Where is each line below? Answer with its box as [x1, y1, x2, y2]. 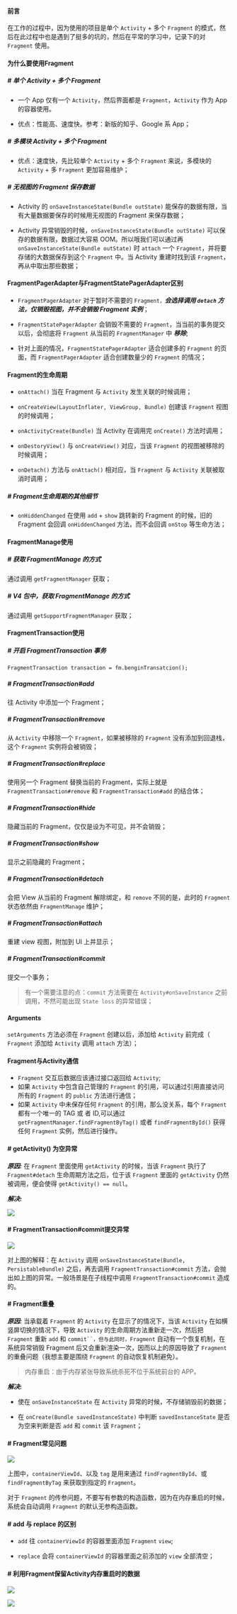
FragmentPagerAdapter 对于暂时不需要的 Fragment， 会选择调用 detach [17, 296, 217, 304]
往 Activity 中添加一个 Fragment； [7, 699, 106, 707]
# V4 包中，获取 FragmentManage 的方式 [7, 592, 130, 601]
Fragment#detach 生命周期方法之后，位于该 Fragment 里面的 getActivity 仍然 [7, 1170, 230, 1179]
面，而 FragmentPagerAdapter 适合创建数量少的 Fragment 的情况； [17, 352, 207, 361]
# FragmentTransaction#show [7, 839, 99, 847]
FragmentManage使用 [7, 538, 74, 546]
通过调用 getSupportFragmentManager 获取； [7, 611, 134, 620]
